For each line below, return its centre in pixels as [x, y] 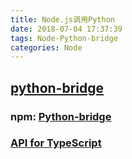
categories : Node [46, 47]
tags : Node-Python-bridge [64, 38]
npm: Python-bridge [61, 116]
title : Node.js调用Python [62, 19]
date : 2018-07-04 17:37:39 [66, 29]
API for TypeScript [56, 143]
